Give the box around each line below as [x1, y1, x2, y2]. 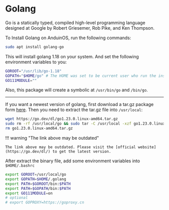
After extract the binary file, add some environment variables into [5, 158, 140, 164]
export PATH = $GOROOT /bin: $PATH [5, 181, 71, 186]
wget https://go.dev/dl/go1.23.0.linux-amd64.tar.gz [5, 117, 118, 122]
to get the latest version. [52, 149, 112, 154]
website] [138, 145, 156, 150]
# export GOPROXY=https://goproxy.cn [5, 200, 84, 205]
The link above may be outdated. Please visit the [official [5, 145, 136, 150]
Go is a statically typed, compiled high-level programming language [5, 20, 146, 26]
